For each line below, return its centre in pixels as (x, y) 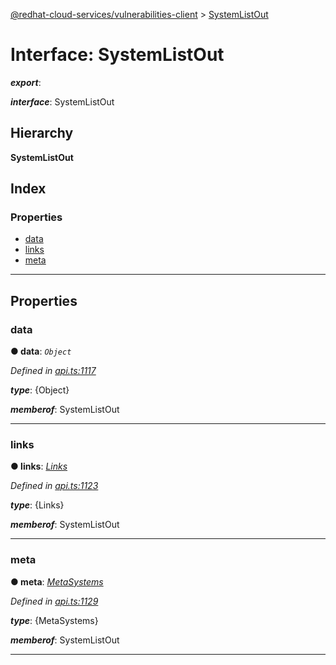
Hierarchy (42, 133)
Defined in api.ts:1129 (54, 601)
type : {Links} (37, 505)
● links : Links (39, 466)
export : (26, 82)
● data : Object (41, 351)
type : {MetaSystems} (54, 620)
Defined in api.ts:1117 (53, 371)
